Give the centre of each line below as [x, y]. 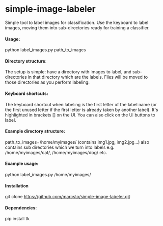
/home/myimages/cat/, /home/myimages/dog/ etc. [56, 152]
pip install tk [17, 219]
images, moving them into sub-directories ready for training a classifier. [77, 27]
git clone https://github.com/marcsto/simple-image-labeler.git [68, 197]
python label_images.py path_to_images [46, 50]
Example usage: [22, 164]
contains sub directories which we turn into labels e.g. [60, 147]
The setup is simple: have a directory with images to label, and [68, 72]
